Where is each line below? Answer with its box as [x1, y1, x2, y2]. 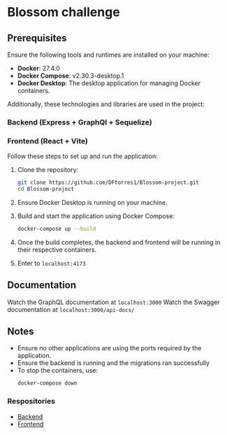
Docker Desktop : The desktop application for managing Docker [17, 79, 201, 87]
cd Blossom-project [17, 186, 75, 193]
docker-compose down [17, 380, 78, 387]
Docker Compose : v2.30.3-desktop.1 [17, 71, 124, 80]
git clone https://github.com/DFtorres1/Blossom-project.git [17, 179, 200, 186]
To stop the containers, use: [17, 366, 98, 375]
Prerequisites [7, 32, 67, 44]
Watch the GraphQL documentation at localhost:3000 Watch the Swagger [7, 298, 220, 306]
